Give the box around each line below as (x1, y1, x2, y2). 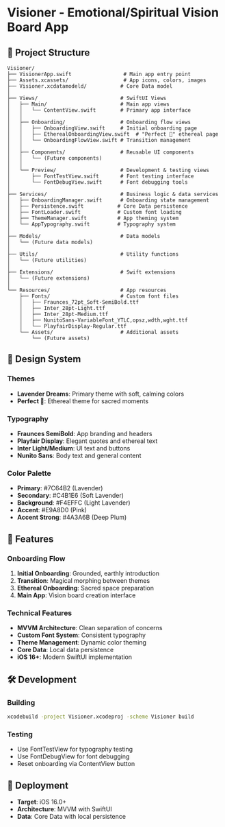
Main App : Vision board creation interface (16, 591, 136, 599)
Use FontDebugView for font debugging (16, 752, 130, 760)
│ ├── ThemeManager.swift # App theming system (7, 215, 179, 221)
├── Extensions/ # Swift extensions (7, 269, 176, 276)
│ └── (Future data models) (7, 239, 94, 245)
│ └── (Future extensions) (7, 275, 90, 282)
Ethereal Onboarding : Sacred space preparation (16, 584, 155, 592)
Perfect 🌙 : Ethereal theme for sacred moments (16, 396, 149, 405)
